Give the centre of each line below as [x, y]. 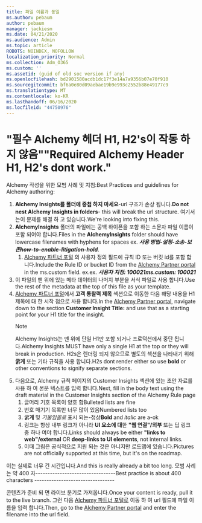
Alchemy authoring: [31, 192]
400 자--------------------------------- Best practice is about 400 [100, 473]
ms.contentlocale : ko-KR [37, 96]
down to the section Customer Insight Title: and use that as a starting [102, 308]
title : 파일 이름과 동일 [33, 12]
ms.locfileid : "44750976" [39, 107]
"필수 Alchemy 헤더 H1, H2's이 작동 [92, 139]
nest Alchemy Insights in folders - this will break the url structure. [97, 212]
